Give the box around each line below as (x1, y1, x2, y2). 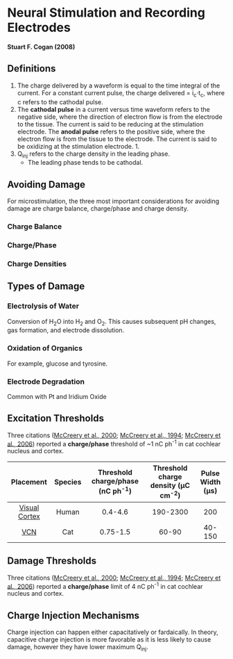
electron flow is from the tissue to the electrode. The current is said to (17, 134, 217, 143)
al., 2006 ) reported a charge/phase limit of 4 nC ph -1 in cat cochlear (7, 580, 203, 590)
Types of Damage (7, 280, 85, 293)
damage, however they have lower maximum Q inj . (7, 643, 149, 653)
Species (54, 478, 82, 487)
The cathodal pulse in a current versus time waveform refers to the (17, 105, 210, 113)
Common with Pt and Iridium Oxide (7, 393, 107, 400)
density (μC (150, 481, 191, 491)
